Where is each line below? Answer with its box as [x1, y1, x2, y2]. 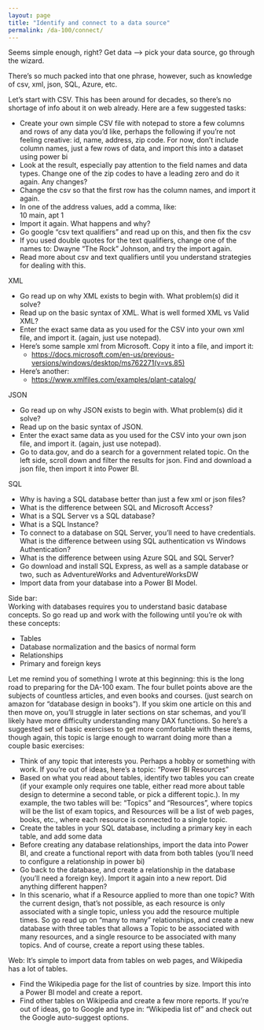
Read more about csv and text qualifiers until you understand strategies [19, 253, 251, 262]
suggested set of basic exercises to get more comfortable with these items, [8, 724, 253, 734]
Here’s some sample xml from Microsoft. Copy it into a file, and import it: [19, 342, 254, 351]
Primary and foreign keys [19, 659, 101, 669]
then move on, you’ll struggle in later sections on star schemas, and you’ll [8, 708, 246, 717]
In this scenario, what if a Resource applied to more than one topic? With [19, 891, 255, 900]
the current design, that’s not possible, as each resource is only [19, 898, 225, 908]
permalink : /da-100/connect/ [8, 26, 104, 34]
